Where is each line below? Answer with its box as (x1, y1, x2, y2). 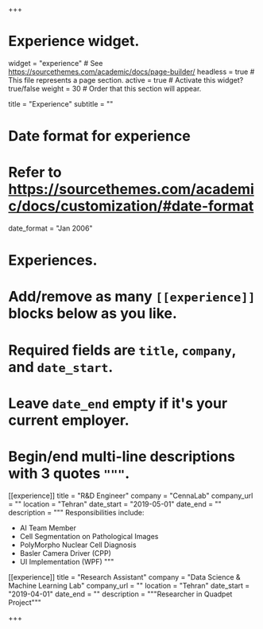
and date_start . (8, 358, 114, 376)
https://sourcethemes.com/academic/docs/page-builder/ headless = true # (8, 67, 255, 76)
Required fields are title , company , (8, 341, 237, 359)
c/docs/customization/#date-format (8, 197, 254, 215)
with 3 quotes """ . (8, 464, 130, 482)
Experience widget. (8, 33, 140, 50)
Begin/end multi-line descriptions (8, 448, 236, 465)
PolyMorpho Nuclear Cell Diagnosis (19, 540, 137, 549)
